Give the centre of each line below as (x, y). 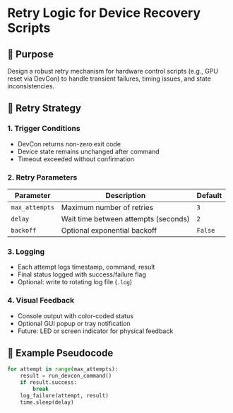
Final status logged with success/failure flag (82, 274)
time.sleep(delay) (47, 402)
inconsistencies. (31, 86)
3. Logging (26, 251)
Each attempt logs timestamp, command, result (86, 267)
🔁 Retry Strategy (44, 109)
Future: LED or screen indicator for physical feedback (95, 331)
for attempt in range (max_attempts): (63, 369)
